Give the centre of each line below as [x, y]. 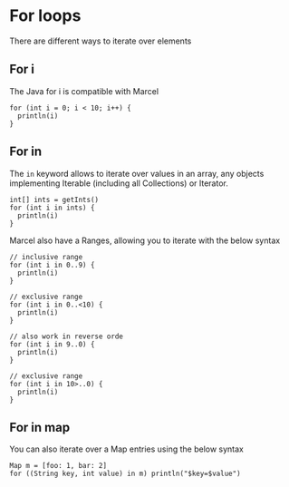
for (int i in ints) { [52, 208]
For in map [40, 427]
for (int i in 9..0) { [52, 344]
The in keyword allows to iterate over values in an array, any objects [137, 173]
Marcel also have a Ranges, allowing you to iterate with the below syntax [145, 240]
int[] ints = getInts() [54, 200]
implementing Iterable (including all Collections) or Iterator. [119, 183]
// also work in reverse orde [67, 336]
